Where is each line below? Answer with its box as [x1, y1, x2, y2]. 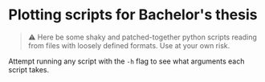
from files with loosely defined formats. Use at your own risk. [27, 40, 230, 50]
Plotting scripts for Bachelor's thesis [8, 6, 258, 24]
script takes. [8, 64, 50, 74]
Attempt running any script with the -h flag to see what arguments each [8, 56, 245, 66]
